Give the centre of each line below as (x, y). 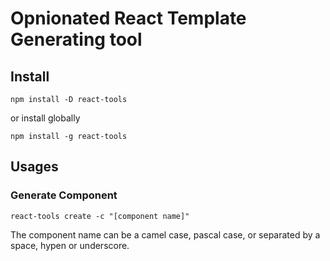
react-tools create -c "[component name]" (100, 216)
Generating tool (76, 39)
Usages (34, 167)
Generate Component (64, 195)
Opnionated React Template (128, 18)
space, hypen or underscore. (70, 245)
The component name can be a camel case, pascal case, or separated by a (165, 234)
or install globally (45, 118)
